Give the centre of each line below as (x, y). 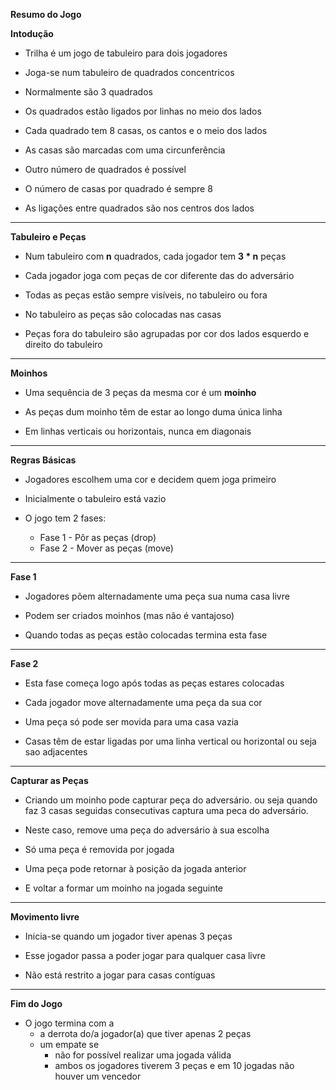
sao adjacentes (56, 752)
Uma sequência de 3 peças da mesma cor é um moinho (140, 392)
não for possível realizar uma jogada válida (143, 1055)
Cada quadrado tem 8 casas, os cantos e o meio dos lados (146, 130)
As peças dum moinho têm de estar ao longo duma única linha (153, 412)
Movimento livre (45, 917)
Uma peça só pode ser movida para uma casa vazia (131, 722)
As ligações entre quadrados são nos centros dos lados (139, 208)
